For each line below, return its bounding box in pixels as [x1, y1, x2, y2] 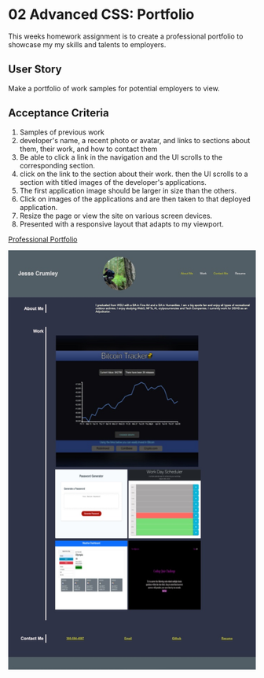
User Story [8, 63, 62, 76]
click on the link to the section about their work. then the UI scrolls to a [19, 169, 249, 179]
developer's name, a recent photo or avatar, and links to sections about [19, 135, 251, 145]
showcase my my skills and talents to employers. [8, 39, 167, 49]
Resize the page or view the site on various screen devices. [19, 211, 213, 220]
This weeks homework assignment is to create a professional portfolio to [8, 31, 244, 41]
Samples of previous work [19, 127, 104, 137]
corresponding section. [19, 160, 96, 170]
